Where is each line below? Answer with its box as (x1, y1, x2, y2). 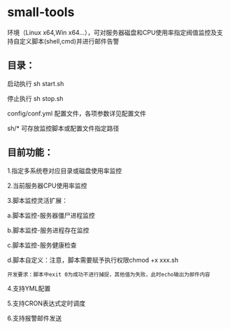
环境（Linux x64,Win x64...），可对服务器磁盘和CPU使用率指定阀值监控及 (7, 28, 217, 36)
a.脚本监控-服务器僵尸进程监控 (7, 211, 96, 219)
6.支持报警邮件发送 (7, 314, 62, 322)
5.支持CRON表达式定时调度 (7, 299, 86, 307)
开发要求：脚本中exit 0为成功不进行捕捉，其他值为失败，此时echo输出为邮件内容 (7, 271, 210, 278)
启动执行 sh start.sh (7, 79, 64, 87)
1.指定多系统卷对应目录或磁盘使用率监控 (7, 166, 122, 175)
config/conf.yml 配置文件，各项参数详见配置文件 (7, 109, 147, 118)
